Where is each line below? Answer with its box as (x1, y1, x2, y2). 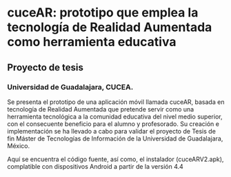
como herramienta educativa (7, 34, 177, 50)
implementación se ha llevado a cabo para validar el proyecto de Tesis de (7, 127, 216, 135)
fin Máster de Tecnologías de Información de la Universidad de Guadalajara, (7, 134, 223, 143)
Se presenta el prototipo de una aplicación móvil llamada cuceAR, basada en (7, 98, 225, 106)
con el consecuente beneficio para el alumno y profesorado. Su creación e (7, 119, 219, 128)
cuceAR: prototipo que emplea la (7, 5, 199, 21)
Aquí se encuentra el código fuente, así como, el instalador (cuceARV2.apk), (7, 155, 224, 163)
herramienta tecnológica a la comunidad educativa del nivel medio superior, (7, 112, 223, 121)
